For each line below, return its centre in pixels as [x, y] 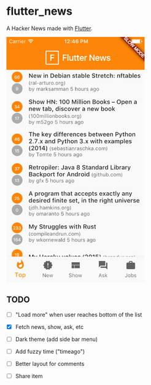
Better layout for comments [50, 364]
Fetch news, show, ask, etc [49, 327]
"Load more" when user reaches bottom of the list [79, 314]
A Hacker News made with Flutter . [49, 28]
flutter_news [39, 11]
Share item [29, 376]
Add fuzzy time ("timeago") [50, 351]
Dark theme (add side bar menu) [56, 339]
